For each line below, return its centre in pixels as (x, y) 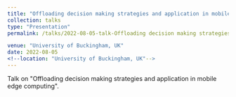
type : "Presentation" (39, 27)
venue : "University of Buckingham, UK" (66, 46)
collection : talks (34, 20)
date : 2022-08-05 (33, 52)
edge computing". (33, 86)
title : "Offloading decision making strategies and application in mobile (119, 14)
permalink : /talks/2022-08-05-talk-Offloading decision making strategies (119, 33)
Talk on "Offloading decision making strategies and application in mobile (112, 78)
